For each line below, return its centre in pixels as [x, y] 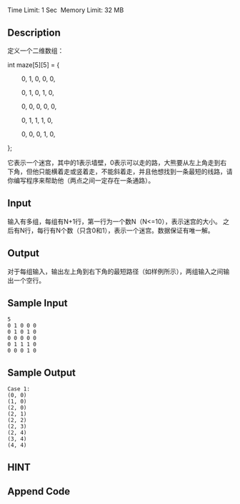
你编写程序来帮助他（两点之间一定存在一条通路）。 [81, 180]
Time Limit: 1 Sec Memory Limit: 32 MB [66, 10]
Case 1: [19, 389]
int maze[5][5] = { [34, 65]
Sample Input [37, 303]
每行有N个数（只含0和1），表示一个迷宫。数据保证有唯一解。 [125, 230]
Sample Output [42, 372]
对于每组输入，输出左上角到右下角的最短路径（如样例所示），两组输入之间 [115, 271]
